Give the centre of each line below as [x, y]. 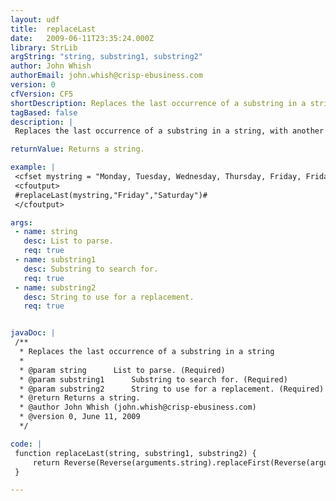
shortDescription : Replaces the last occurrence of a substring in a [158, 103]
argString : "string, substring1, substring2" [106, 57]
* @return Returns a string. [80, 398]
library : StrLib [44, 47]
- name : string [46, 232]
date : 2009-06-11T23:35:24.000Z [82, 38]
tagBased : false [44, 112]
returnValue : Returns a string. [77, 149]
